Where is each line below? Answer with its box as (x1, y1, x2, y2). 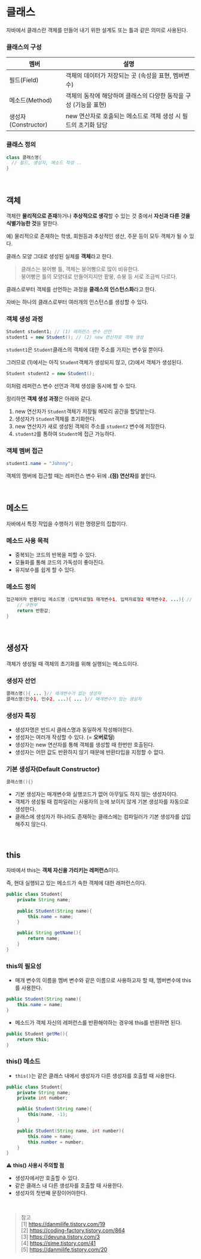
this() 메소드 (6, 1057, 41, 1065)
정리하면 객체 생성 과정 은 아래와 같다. (6, 395, 92, 402)
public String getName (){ (17, 930, 82, 936)
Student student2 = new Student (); (6, 371, 95, 377)
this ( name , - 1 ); (28, 1112, 68, 1118)
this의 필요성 (6, 962, 42, 970)
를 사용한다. (14, 984, 43, 992)
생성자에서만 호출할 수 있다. (14, 1175, 80, 1182)
